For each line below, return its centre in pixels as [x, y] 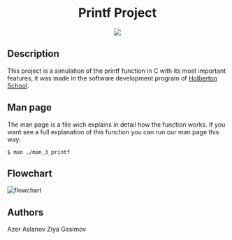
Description [33, 54]
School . [18, 85]
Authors [26, 212]
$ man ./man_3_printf [39, 152]
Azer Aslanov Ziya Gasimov [47, 230]
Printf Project [117, 13]
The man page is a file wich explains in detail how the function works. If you [116, 125]
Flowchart [30, 173]
